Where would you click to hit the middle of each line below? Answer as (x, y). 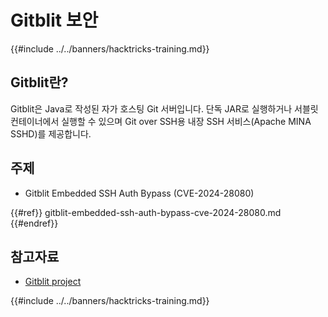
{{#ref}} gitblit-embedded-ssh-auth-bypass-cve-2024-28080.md (146, 212)
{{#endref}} (34, 223)
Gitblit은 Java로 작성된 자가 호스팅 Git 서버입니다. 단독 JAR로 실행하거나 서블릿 (164, 108)
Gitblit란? (39, 82)
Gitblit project (53, 282)
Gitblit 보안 (54, 20)
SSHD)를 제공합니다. (51, 133)
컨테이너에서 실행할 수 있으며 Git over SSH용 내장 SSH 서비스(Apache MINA (161, 121)
